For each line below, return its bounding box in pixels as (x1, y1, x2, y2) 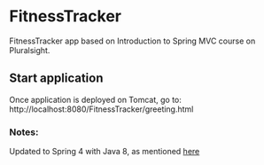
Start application (9, 71, 104, 86)
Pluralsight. (9, 44, 50, 55)
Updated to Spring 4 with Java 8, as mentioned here (9, 146, 200, 157)
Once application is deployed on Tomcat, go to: (9, 94, 182, 105)
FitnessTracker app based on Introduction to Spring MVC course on (9, 35, 256, 46)
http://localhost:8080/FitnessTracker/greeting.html (9, 104, 194, 114)
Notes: (9, 126, 39, 138)
